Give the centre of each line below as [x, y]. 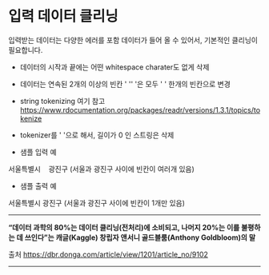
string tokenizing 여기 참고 [62, 101]
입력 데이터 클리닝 [63, 16]
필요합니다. [26, 50]
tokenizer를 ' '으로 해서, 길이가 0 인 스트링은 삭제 [97, 135]
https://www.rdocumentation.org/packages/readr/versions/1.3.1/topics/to [140, 110]
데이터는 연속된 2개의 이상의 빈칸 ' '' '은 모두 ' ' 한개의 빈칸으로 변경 [125, 84]
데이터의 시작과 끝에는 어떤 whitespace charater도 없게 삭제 [114, 67]
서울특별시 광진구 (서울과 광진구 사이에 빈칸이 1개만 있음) [97, 203]
